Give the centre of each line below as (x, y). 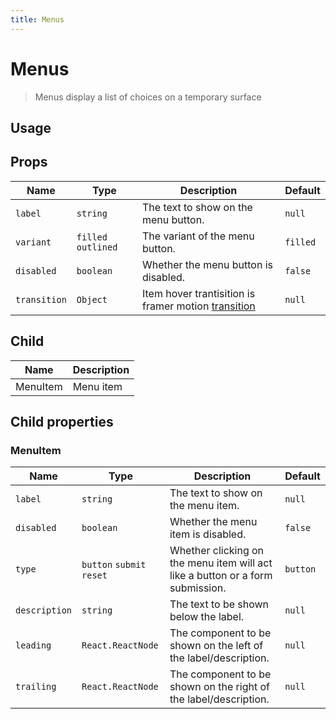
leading (33, 645)
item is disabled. (208, 534)
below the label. (207, 617)
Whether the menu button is (207, 264)
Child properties (62, 421)
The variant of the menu (198, 236)
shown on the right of (219, 687)
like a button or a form (221, 576)
